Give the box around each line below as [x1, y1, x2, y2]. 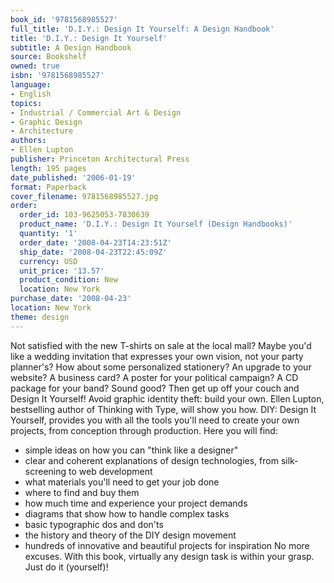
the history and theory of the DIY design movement [24, 529, 237, 541]
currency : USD [19, 256, 78, 266]
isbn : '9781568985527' [10, 71, 105, 81]
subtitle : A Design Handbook [10, 42, 132, 53]
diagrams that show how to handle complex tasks [24, 507, 230, 520]
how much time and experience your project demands [24, 497, 248, 509]
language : [10, 80, 52, 90]
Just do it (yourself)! [24, 561, 109, 573]
